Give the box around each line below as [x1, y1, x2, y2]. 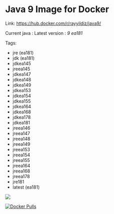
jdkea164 [12, 103, 32, 109]
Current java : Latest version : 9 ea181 [5, 30, 83, 36]
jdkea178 [12, 114, 31, 120]
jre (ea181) [12, 50, 34, 56]
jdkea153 [12, 87, 31, 93]
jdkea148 [12, 76, 32, 82]
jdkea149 [12, 82, 32, 88]
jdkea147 [12, 71, 31, 77]
